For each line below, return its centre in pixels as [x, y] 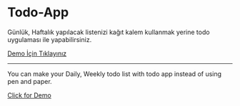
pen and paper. [30, 81]
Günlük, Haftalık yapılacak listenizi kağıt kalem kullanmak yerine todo [109, 32]
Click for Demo [29, 95]
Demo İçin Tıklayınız [37, 53]
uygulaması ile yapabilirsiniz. [50, 39]
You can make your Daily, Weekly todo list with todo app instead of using [115, 74]
